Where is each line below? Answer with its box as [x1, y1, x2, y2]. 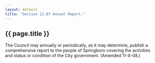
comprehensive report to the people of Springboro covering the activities [5, 47, 151, 53]
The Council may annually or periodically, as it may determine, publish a [5, 42, 148, 48]
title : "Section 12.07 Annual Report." [5, 12, 85, 16]
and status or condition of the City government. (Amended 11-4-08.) [5, 53, 141, 59]
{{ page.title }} [5, 30, 50, 38]
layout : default [5, 7, 38, 12]
